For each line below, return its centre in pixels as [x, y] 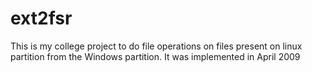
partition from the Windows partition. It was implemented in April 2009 [155, 56]
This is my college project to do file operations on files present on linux [156, 46]
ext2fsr [41, 18]
